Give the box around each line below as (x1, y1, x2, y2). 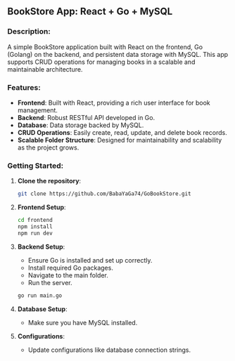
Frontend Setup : (17, 203, 66, 211)
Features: (7, 82, 41, 92)
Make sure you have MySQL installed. (27, 318, 138, 327)
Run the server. (27, 278, 72, 287)
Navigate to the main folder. (27, 270, 109, 280)
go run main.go (17, 291, 63, 299)
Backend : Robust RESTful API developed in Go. (17, 113, 155, 122)
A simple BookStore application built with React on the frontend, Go (7, 42, 203, 51)
